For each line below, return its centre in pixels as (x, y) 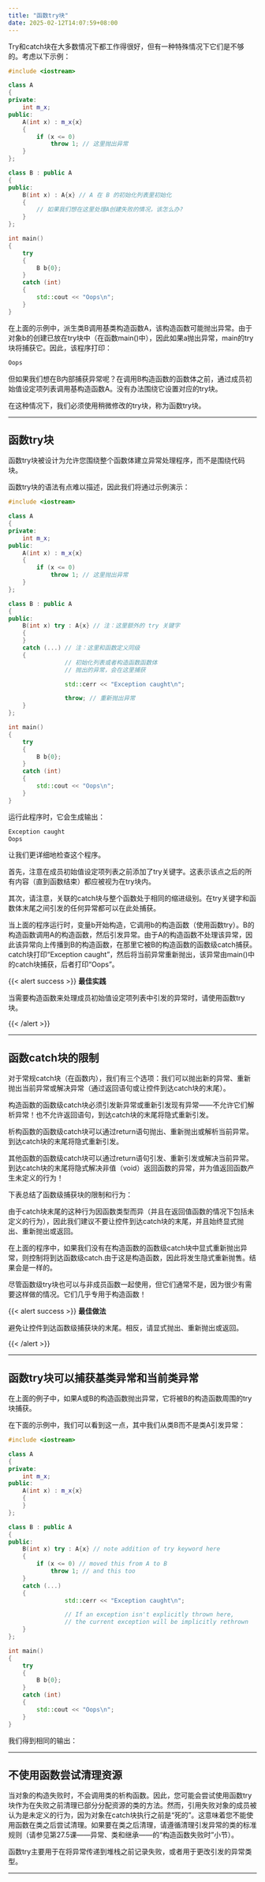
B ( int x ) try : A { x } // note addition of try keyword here (121, 1549)
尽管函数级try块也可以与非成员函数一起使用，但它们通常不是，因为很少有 (127, 1285)
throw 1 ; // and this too (93, 1571)
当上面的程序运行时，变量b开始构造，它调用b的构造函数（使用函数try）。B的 (131, 925)
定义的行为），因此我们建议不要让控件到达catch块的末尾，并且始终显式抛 (126, 1222)
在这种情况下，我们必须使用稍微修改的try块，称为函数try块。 (107, 405)
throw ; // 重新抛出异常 (100, 698)
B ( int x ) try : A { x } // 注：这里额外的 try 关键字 (101, 626)
